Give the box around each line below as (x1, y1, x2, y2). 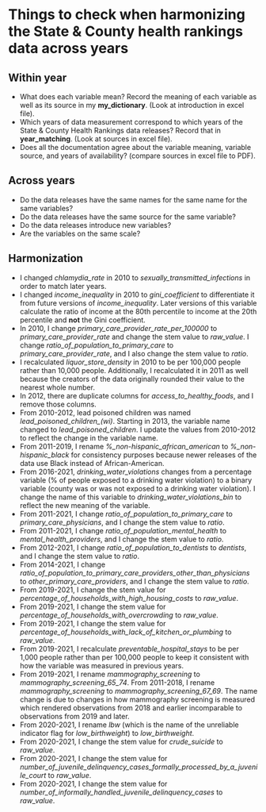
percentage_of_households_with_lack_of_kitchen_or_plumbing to (19, 627, 232, 637)
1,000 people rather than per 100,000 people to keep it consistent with (19, 652, 249, 662)
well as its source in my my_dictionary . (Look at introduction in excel (19, 101, 245, 110)
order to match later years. (19, 281, 107, 291)
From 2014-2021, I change (19, 560, 105, 569)
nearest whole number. (19, 383, 95, 392)
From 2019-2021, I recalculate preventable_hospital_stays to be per (19, 644, 239, 653)
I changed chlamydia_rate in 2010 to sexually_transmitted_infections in (19, 272, 251, 283)
